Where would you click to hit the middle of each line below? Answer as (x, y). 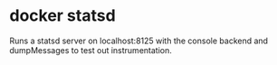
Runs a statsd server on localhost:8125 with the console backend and (139, 41)
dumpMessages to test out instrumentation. (91, 50)
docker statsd (62, 16)
